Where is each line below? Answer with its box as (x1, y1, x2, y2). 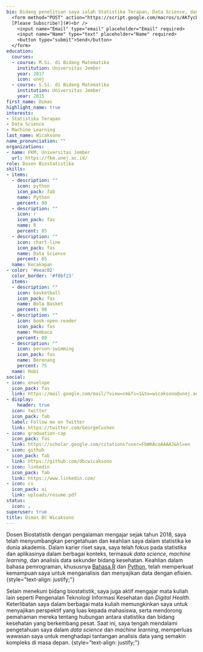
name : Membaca (17, 329, 53, 335)
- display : (6, 396, 34, 402)
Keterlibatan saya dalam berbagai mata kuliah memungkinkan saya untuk (6, 601, 188, 608)
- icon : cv (6, 481, 34, 487)
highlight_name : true (6, 104, 61, 111)
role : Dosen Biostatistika (6, 161, 74, 167)
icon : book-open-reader (17, 318, 77, 324)
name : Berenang (17, 357, 56, 363)
